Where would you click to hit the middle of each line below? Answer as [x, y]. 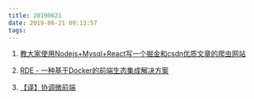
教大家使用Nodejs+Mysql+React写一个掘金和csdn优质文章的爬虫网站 [133, 54]
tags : [17, 30]
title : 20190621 [35, 15]
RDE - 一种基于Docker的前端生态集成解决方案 [94, 70]
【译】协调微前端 [48, 87]
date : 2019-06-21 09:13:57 [53, 23]
